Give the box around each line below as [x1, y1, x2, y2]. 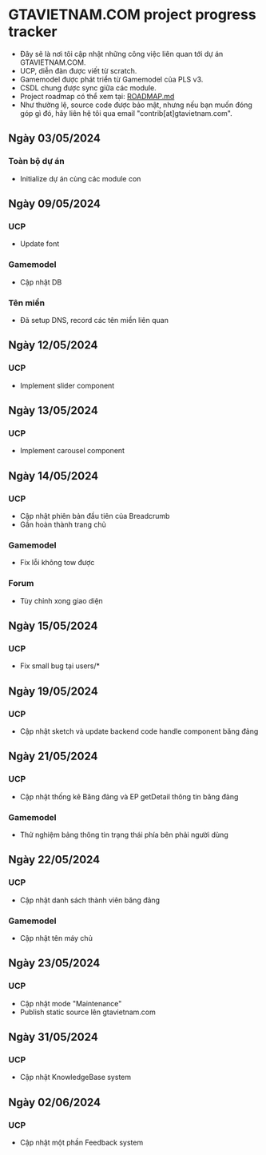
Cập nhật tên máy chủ [19, 933, 93, 942]
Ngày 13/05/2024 [8, 404, 98, 417]
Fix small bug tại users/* [19, 661, 101, 671]
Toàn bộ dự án [8, 156, 66, 167]
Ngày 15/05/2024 [8, 619, 98, 632]
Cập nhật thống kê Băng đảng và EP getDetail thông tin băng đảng [19, 791, 239, 801]
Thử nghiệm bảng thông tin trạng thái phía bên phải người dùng [19, 830, 229, 839]
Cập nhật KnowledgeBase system [19, 1073, 132, 1082]
